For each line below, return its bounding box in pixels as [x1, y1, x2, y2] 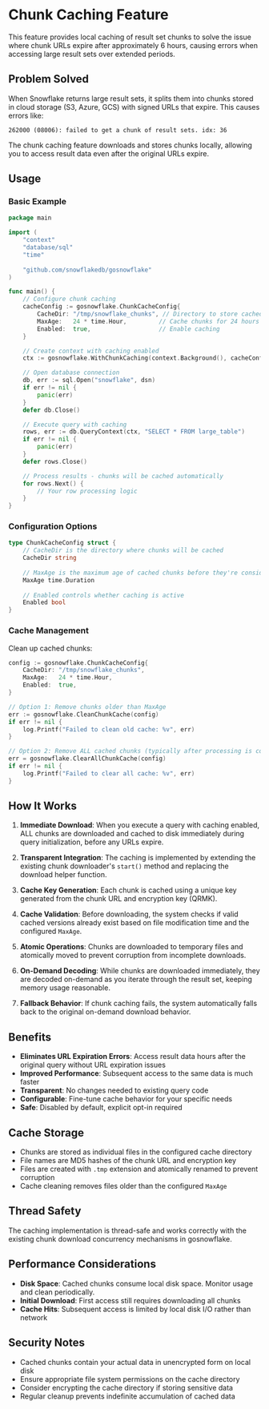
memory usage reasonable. [19, 983, 110, 992]
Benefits [8, 1030, 52, 1044]
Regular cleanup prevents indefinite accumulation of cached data [19, 1391, 236, 1401]
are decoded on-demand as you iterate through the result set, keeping [19, 975, 252, 984]
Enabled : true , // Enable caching [37, 324, 220, 333]
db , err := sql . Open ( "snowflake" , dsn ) [22, 376, 156, 384]
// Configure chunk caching [22, 295, 116, 304]
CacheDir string [22, 554, 78, 562]
